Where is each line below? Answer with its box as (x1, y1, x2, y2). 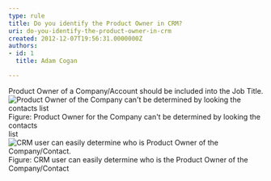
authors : (8, 42, 38, 50)
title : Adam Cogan (15, 57, 78, 65)
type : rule (8, 11, 45, 20)
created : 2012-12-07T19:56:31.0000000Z (8, 34, 143, 43)
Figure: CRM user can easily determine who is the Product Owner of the (8, 154, 248, 164)
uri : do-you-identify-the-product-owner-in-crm (8, 27, 172, 35)
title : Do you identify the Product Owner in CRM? (8, 19, 183, 27)
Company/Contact (8, 163, 70, 173)
